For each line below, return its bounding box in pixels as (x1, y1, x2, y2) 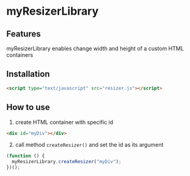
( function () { (6, 153, 45, 159)
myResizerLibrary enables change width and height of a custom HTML (6, 45, 185, 52)
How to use (6, 102, 50, 112)
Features (6, 29, 41, 39)
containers (6, 51, 34, 59)
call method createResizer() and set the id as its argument (15, 141, 164, 148)
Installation (6, 69, 50, 79)
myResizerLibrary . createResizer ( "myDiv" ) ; (12, 159, 122, 165)
